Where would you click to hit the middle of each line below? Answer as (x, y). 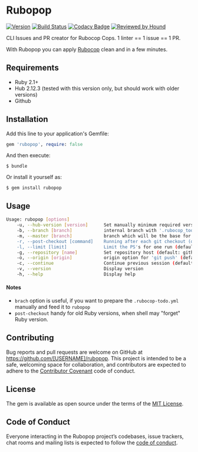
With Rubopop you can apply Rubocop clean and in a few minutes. (87, 49)
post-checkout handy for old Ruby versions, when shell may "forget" (98, 313)
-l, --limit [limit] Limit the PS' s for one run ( (97, 247)
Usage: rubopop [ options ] (38, 220)
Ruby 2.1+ (27, 82)
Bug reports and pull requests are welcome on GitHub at (75, 352)
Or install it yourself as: (34, 177)
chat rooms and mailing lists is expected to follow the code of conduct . (92, 443)
